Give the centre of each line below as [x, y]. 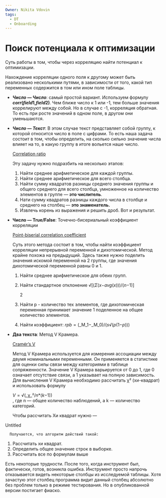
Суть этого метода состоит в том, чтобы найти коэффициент [77, 245]
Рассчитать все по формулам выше [50, 454]
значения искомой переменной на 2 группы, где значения [75, 260]
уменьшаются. [28, 119]
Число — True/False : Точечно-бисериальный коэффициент [75, 220]
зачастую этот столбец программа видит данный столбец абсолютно [80, 480]
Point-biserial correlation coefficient [49, 235]
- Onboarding [23, 24]
